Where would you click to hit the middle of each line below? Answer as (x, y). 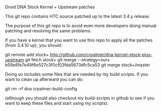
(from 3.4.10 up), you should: (34, 45)
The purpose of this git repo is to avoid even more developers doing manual (81, 26)
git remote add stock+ (27, 55)
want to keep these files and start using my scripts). (57, 103)
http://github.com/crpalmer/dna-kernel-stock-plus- (101, 55)
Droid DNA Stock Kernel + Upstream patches (50, 7)
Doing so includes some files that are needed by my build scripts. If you (77, 74)
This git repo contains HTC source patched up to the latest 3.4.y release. (78, 16)
